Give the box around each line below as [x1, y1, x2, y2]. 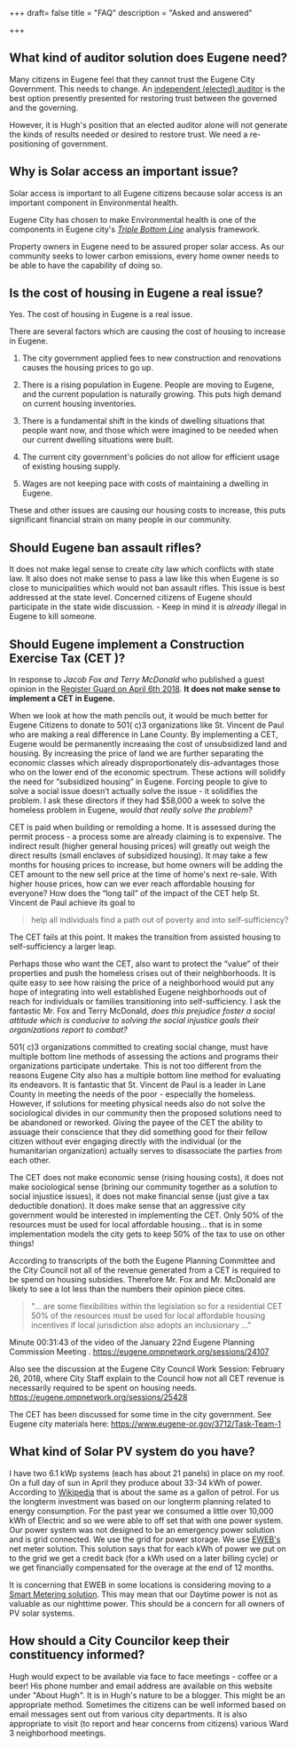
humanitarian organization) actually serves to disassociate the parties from [9, 1146, 283, 1156]
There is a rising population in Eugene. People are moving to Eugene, [21, 379, 275, 390]
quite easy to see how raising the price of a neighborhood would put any [9, 977, 275, 989]
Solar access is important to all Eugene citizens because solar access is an [9, 187, 283, 198]
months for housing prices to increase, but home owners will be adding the [9, 860, 284, 870]
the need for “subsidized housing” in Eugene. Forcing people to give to [9, 776, 268, 787]
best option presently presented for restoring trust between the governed [9, 92, 277, 103]
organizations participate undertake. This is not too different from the [9, 1060, 262, 1071]
